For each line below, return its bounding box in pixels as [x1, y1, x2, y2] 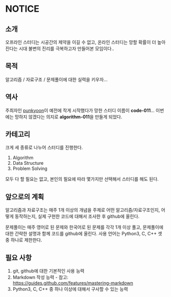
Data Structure [12, 160, 44, 166]
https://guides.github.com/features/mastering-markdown [12, 280, 134, 286]
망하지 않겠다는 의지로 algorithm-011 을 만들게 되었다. [14, 113, 123, 120]
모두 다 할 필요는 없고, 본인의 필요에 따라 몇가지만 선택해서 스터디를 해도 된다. [5, 176, 159, 182]
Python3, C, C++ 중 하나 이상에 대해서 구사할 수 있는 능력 [12, 286, 129, 292]
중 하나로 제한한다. [5, 237, 42, 243]
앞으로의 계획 [5, 192, 44, 201]
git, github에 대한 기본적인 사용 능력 [12, 268, 85, 274]
